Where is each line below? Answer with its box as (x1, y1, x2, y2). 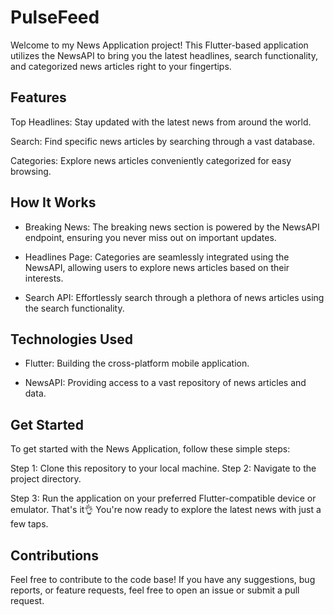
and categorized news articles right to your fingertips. (10, 60, 232, 72)
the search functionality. (24, 302, 125, 314)
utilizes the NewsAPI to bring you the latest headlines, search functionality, (10, 49, 319, 61)
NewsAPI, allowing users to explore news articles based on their (24, 261, 290, 273)
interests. (24, 272, 64, 284)
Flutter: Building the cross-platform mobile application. (24, 357, 250, 370)
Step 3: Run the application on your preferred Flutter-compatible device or (10, 492, 317, 505)
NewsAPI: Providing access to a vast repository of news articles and (24, 377, 307, 389)
